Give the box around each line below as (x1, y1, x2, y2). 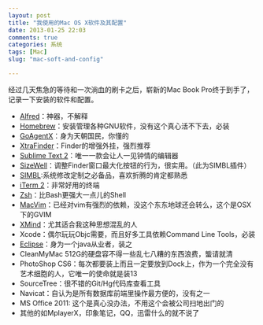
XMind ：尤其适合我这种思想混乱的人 (19, 220, 138, 229)
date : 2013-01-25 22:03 (8, 26, 87, 34)
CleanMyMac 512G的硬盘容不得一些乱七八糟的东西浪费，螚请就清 (19, 249, 233, 258)
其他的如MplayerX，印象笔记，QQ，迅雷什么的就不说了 (19, 308, 200, 317)
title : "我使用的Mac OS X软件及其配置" (8, 19, 128, 27)
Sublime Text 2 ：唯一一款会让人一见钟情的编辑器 (19, 150, 179, 160)
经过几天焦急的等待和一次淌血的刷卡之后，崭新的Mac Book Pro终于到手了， (8, 84, 254, 94)
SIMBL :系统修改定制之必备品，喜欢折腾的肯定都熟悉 (19, 170, 188, 179)
